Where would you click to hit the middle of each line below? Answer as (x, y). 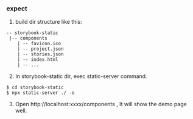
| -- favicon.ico (39, 44)
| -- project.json (40, 49)
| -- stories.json (40, 54)
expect (17, 9)
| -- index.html (38, 60)
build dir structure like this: (48, 22)
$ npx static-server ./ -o (40, 93)
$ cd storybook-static (35, 88)
